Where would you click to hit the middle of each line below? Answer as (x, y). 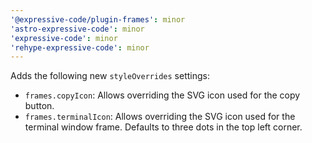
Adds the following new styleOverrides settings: (110, 76)
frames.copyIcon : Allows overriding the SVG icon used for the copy (162, 95)
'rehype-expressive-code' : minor (80, 47)
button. (39, 106)
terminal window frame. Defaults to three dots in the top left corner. (163, 127)
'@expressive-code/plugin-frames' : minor (98, 19)
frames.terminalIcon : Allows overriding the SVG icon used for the (160, 117)
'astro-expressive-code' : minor (77, 29)
